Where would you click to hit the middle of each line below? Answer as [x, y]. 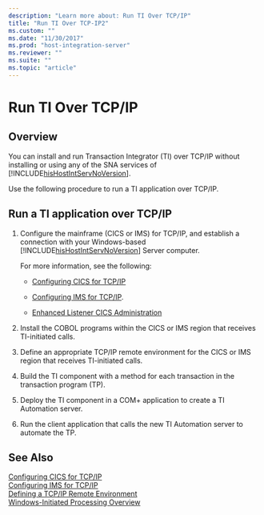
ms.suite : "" [30, 61]
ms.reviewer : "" [35, 53]
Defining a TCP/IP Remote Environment [73, 494]
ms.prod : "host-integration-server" [69, 46]
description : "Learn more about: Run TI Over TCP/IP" [100, 16]
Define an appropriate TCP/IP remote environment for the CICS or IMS [136, 352]
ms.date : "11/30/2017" [46, 38]
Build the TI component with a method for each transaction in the [127, 376]
